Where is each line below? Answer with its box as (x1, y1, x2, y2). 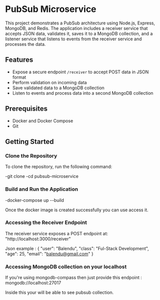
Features (5, 56, 33, 64)
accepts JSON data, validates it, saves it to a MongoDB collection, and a (5, 30, 153, 36)
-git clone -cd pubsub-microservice (5, 173, 79, 179)
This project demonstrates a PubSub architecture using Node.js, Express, (5, 20, 156, 26)
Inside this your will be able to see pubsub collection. (5, 290, 114, 296)
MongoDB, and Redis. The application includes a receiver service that (5, 25, 148, 31)
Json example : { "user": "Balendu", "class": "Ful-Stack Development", (5, 245, 149, 251)
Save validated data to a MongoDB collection (12, 85, 105, 91)
